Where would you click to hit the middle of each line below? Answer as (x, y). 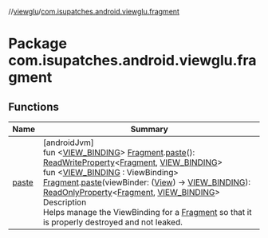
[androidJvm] (68, 142)
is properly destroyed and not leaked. (113, 222)
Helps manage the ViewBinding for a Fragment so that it (147, 212)
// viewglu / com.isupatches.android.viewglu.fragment (94, 12)
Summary (150, 129)
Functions (34, 107)
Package (38, 44)
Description (65, 202)
